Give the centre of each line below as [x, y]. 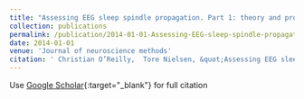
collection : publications [58, 26]
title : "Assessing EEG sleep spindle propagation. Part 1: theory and [145, 18]
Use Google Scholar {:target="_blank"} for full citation [109, 85]
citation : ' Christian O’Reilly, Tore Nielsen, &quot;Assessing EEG [143, 59]
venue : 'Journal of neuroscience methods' [90, 51]
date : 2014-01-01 [42, 43]
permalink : [30, 34]
